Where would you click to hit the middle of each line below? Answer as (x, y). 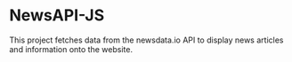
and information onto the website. (71, 49)
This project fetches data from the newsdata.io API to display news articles (146, 40)
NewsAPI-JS (57, 15)
